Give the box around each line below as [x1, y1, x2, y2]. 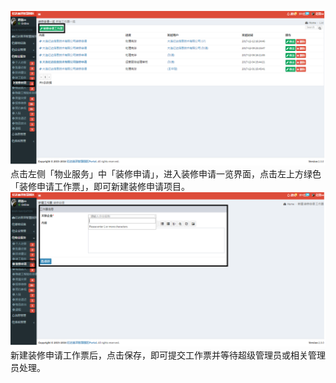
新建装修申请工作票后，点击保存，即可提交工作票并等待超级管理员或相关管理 [10, 349, 326, 361]
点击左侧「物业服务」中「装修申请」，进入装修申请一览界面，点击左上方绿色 [10, 168, 322, 180]
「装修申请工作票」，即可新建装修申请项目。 [10, 181, 190, 193]
